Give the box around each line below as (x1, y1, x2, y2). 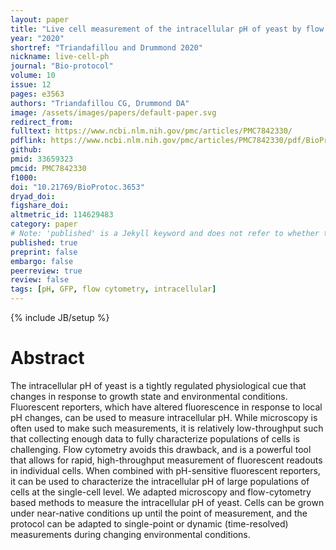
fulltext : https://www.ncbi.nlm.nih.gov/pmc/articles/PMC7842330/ (10, 126, 293, 136)
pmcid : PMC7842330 (10, 163, 87, 173)
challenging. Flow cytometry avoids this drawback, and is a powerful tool (10, 443, 312, 455)
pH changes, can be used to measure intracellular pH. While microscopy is (10, 411, 318, 423)
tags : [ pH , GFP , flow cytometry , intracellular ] (10, 284, 217, 295)
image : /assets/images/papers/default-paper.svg (10, 107, 217, 118)
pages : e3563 (10, 89, 65, 99)
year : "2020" (10, 33, 65, 43)
